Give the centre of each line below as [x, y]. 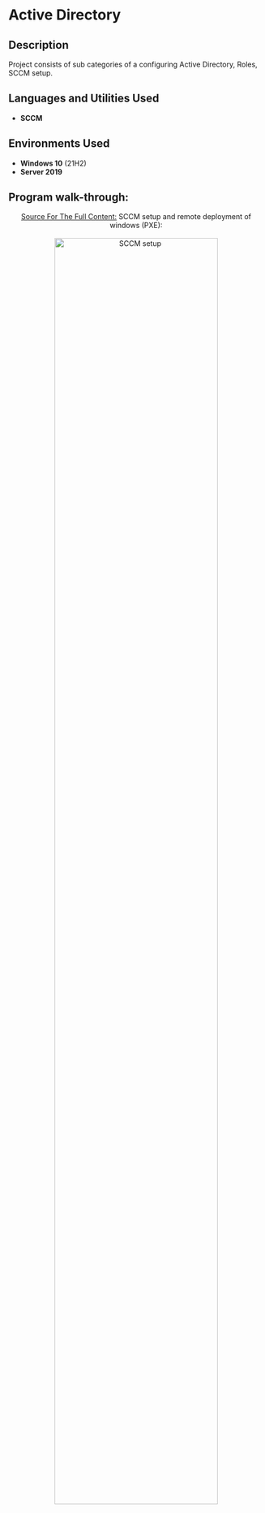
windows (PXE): [136, 226]
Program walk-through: [69, 198]
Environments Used [59, 144]
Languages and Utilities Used [84, 99]
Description [38, 45]
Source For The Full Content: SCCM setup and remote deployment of [136, 217]
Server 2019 [41, 171]
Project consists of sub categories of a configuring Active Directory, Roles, [133, 64]
